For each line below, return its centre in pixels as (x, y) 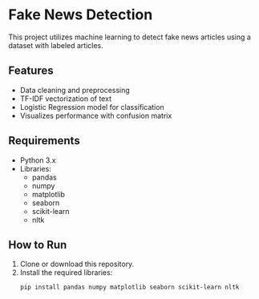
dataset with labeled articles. (56, 45)
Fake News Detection (81, 15)
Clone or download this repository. (77, 264)
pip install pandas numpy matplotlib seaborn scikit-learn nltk (129, 287)
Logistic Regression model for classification (92, 107)
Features (31, 71)
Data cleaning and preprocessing (75, 90)
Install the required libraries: (66, 273)
